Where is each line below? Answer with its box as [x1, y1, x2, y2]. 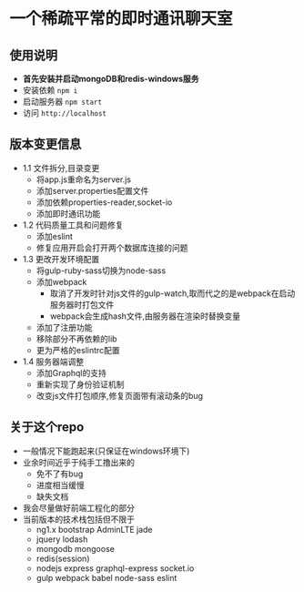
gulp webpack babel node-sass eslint [35, 572, 177, 583]
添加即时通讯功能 [35, 208, 101, 219]
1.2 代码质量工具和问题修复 [22, 219, 124, 230]
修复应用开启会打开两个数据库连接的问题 [35, 242, 188, 253]
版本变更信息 [9, 137, 82, 152]
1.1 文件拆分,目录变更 [22, 162, 100, 173]
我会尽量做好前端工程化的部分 [22, 502, 135, 513]
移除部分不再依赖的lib [35, 333, 117, 344]
